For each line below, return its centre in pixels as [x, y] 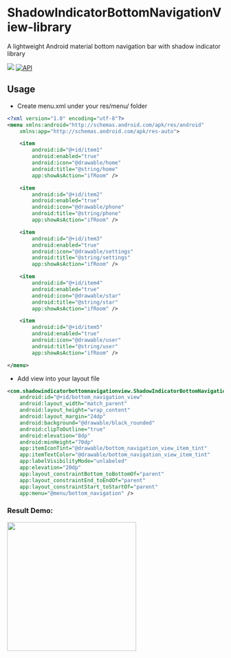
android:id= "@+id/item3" [67, 238]
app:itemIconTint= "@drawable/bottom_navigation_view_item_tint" [113, 449]
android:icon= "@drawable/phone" [78, 207]
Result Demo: [30, 511]
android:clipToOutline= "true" [63, 429]
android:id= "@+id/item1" [67, 150]
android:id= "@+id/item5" [67, 328]
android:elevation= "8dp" [55, 435]
